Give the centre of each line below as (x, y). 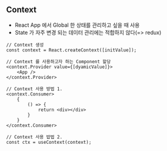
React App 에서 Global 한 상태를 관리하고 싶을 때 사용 (77, 25)
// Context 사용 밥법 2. (34, 137)
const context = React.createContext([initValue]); (71, 50)
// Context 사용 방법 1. (34, 89)
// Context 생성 (25, 45)
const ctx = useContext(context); (49, 142)
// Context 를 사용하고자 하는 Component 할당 (59, 61)
